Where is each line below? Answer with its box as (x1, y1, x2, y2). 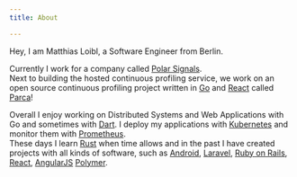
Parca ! (9, 92, 33, 102)
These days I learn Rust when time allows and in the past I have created (9, 137, 275, 148)
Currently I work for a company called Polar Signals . (9, 63, 202, 74)
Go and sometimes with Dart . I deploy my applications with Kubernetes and (9, 119, 289, 129)
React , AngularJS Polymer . (9, 156, 108, 167)
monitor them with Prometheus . (9, 128, 126, 139)
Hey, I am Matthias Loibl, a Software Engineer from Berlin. (9, 46, 223, 57)
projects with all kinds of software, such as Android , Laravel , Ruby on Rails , (9, 147, 288, 158)
